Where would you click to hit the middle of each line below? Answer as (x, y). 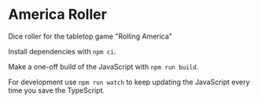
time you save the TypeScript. (56, 90)
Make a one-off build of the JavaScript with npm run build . (103, 66)
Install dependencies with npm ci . (62, 51)
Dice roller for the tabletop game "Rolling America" (90, 36)
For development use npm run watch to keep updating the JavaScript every (129, 82)
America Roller (58, 15)
